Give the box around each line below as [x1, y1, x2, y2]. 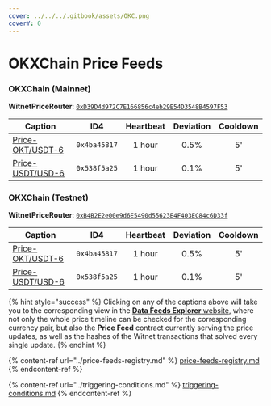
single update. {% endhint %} [8, 340, 106, 350]
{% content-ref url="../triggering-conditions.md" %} [8, 380, 181, 390]
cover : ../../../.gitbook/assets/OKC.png [8, 11, 150, 20]
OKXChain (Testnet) [8, 192, 89, 203]
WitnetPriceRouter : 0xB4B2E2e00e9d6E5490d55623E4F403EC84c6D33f [8, 210, 228, 220]
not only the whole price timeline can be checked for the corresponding [8, 315, 247, 324]
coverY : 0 [8, 19, 42, 27]
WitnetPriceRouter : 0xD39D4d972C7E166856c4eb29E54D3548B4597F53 [8, 101, 228, 111]
